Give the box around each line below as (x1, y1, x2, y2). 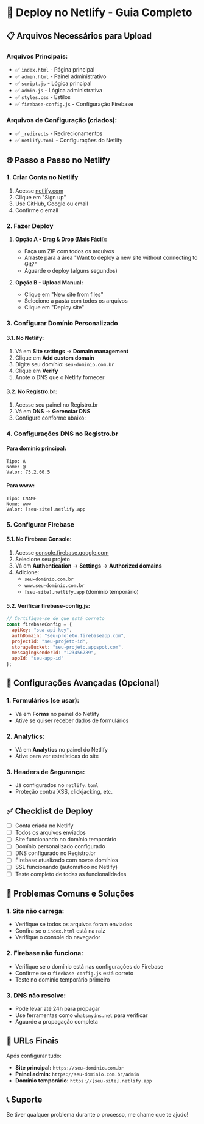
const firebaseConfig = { (6, 621, 72, 627)
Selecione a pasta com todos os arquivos (24, 297, 128, 305)
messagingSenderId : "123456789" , (12, 649, 97, 656)
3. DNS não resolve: (6, 991, 66, 999)
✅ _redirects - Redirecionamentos (15, 130, 103, 137)
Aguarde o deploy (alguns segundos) (24, 267, 118, 275)
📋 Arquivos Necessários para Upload (6, 31, 152, 41)
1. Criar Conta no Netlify (6, 173, 79, 182)
